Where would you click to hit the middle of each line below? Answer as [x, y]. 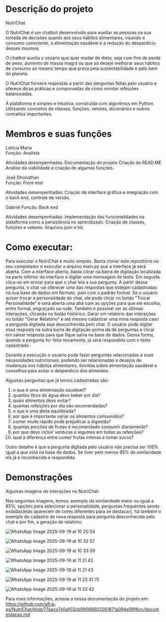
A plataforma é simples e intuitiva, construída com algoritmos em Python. [80, 103]
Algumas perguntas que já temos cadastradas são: [57, 380]
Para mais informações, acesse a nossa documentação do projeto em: [77, 599]
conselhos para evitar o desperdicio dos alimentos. [58, 371]
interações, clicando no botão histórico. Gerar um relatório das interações [81, 314]
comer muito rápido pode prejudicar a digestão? [62, 421]
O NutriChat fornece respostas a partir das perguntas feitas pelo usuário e [81, 83]
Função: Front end [24, 182]
